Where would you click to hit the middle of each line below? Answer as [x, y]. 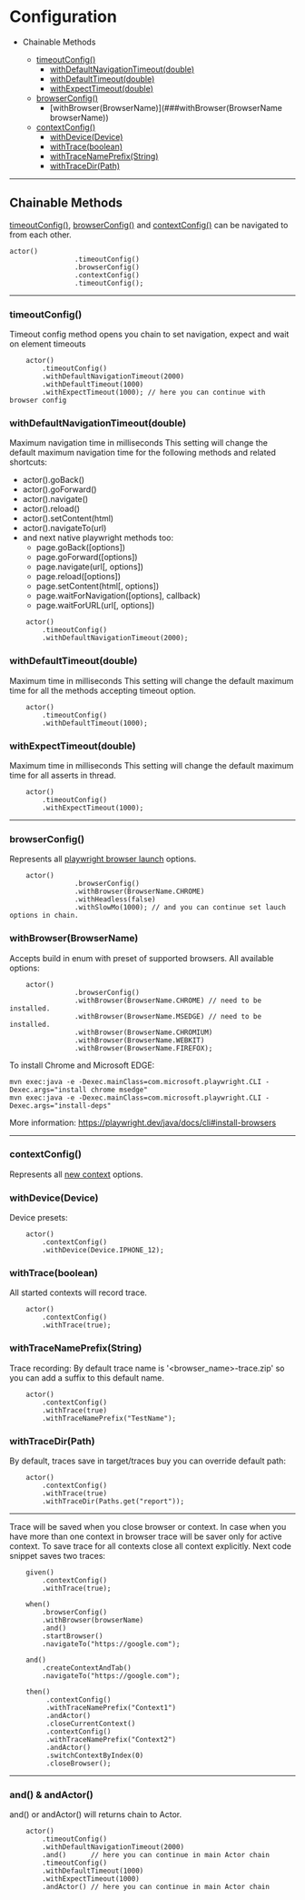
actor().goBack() [53, 480]
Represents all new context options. [76, 1174]
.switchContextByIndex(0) [95, 1756]
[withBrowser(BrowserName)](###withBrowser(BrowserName [166, 107]
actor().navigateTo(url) [64, 528]
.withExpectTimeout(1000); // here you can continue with [154, 393]
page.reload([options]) [78, 577]
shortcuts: [29, 462]
